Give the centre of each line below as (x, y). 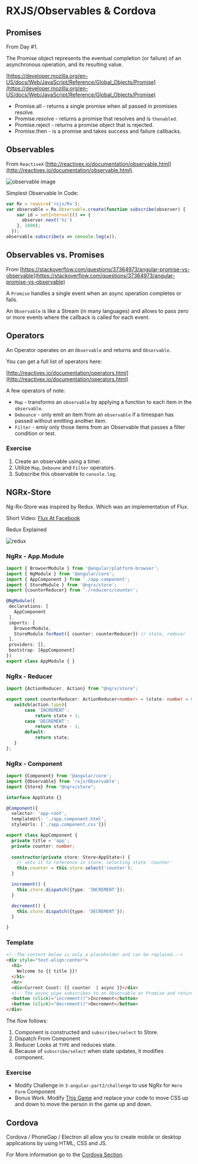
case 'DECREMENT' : (47, 721)
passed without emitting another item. (61, 420)
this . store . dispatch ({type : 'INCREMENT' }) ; (71, 890)
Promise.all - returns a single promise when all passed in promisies (96, 106)
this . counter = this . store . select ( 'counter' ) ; (75, 868)
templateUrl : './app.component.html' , (59, 819)
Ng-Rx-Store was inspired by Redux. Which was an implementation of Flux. (98, 507)
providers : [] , (27, 645)
